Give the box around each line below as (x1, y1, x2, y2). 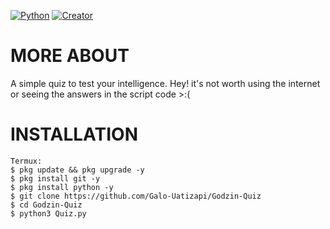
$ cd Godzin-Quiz (10, 200, 83, 210)
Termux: (10, 156, 43, 166)
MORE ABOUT (10, 45, 130, 67)
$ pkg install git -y (10, 173, 101, 184)
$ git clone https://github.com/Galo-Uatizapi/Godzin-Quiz (10, 191, 262, 201)
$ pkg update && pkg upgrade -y (10, 165, 145, 175)
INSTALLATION (10, 123, 138, 146)
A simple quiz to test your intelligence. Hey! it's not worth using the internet (10, 77, 321, 89)
